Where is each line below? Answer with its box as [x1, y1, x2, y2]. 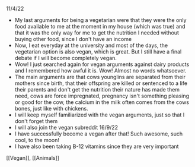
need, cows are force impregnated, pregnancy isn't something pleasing [14, 92, 190, 99]
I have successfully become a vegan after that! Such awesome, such [14, 130, 183, 137]
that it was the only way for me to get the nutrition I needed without [14, 29, 180, 36]
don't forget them [14, 118, 58, 124]
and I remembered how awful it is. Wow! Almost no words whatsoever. [14, 67, 187, 74]
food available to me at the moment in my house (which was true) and [14, 23, 186, 30]
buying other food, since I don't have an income [14, 36, 132, 42]
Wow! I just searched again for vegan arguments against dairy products [14, 61, 190, 68]
